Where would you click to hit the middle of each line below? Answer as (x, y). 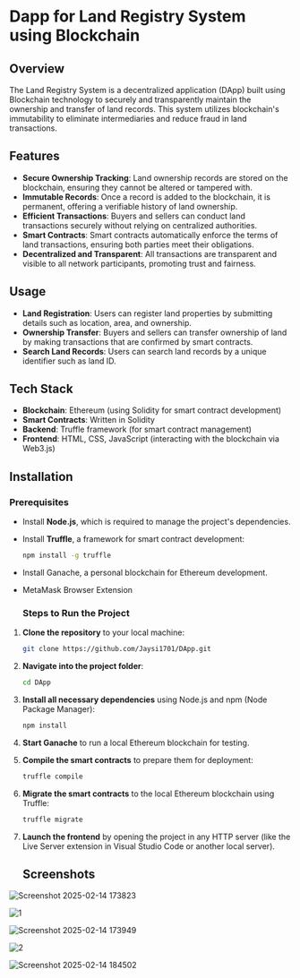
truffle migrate (52, 819)
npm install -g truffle (67, 556)
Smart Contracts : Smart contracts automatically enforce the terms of (150, 235)
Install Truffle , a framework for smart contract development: (133, 539)
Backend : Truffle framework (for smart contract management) (137, 429)
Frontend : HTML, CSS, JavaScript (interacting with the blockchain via (151, 439)
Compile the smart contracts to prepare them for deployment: (137, 759)
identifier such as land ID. (69, 361)
